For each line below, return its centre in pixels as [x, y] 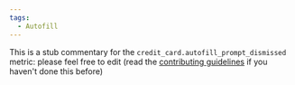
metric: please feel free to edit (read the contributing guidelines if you [138, 61]
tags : [19, 18]
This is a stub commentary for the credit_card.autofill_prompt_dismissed [148, 52]
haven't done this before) [56, 71]
